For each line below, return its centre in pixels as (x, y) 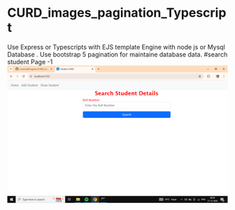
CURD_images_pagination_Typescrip (117, 13)
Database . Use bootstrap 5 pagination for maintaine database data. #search (117, 54)
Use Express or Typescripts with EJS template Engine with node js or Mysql (116, 47)
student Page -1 (30, 61)
